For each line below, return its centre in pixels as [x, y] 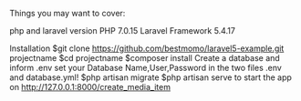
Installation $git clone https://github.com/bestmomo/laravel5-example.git [147, 48]
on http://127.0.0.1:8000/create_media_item [90, 87]
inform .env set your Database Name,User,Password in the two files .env [146, 68]
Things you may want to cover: [67, 13]
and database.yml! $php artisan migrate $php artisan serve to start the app [150, 77]
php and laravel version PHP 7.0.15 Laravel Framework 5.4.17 [122, 30]
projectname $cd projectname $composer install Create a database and [145, 58]
